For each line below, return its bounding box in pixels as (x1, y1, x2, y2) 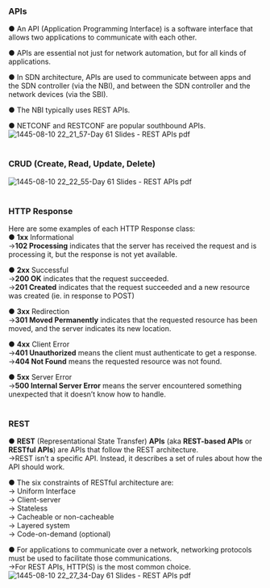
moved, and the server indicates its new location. (8, 323, 172, 333)
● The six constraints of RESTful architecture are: (8, 478, 174, 488)
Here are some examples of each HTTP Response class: (8, 224, 196, 233)
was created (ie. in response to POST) (8, 291, 135, 300)
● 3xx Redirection (8, 306, 70, 316)
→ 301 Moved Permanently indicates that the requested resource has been (8, 315, 258, 325)
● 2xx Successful (8, 265, 69, 275)
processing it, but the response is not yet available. (8, 249, 178, 259)
